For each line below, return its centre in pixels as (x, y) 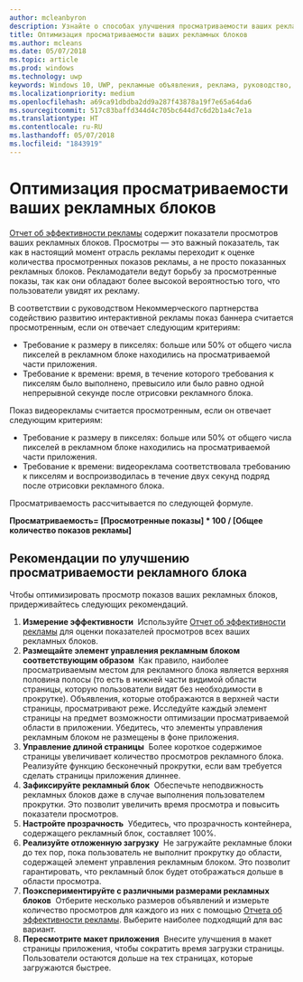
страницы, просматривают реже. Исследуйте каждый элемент (145, 708)
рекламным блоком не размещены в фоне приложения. (131, 737)
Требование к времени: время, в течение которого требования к (148, 373)
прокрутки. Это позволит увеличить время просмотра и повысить (151, 804)
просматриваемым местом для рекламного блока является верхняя (155, 669)
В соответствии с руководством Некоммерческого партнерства (134, 307)
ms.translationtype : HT (54, 118)
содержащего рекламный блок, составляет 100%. (119, 833)
